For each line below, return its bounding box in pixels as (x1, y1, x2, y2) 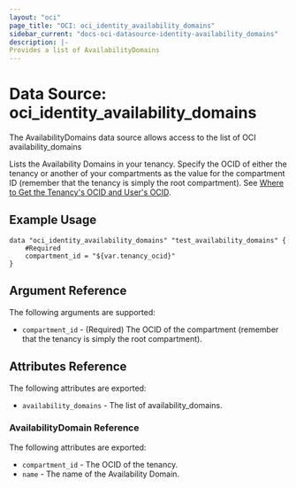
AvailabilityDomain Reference (9, 422, 140, 434)
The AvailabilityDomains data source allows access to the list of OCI (9, 132, 256, 143)
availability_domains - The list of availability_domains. (21, 399, 223, 410)
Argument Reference (9, 283, 127, 298)
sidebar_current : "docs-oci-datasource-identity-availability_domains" (9, 29, 278, 38)
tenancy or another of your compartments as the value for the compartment (9, 168, 285, 179)
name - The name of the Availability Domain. (21, 469, 179, 479)
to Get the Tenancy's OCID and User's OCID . (9, 187, 171, 198)
